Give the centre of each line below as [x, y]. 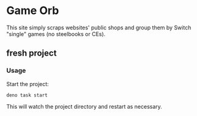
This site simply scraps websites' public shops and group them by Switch [99, 27]
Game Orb [33, 11]
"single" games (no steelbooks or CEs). [56, 34]
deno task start [27, 95]
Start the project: [28, 84]
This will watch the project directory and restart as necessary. [84, 106]
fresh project [32, 53]
